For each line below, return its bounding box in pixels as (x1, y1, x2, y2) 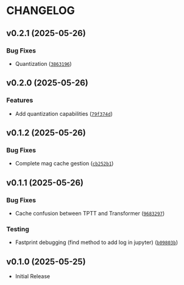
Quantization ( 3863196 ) (15, 60, 72, 67)
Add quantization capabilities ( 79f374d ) (15, 110, 113, 117)
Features (6, 96, 34, 104)
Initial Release (15, 273, 51, 280)
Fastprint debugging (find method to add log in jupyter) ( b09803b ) (15, 239, 179, 246)
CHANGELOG (6, 4, 75, 18)
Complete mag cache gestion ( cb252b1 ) (15, 160, 114, 167)
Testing (6, 225, 29, 233)
